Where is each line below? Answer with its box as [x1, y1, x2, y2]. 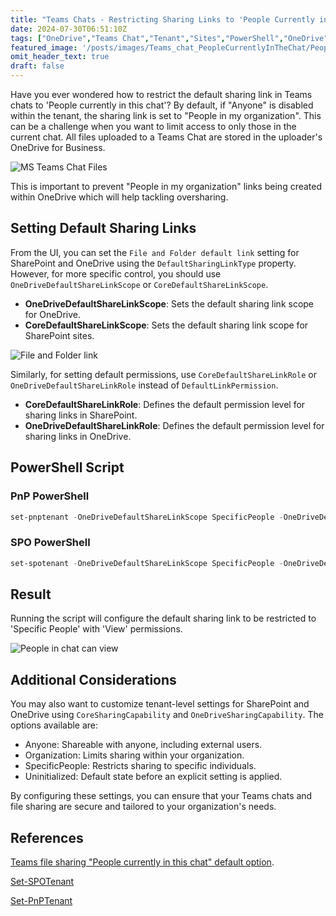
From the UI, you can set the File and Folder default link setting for [10, 246, 300, 258]
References [10, 829, 84, 846]
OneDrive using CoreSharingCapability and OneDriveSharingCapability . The [10, 709, 324, 721]
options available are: [10, 719, 99, 731]
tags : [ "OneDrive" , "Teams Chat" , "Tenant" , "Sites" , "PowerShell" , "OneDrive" [10, 33, 329, 43]
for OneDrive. [24, 308, 82, 320]
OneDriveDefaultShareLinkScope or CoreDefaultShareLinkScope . [10, 278, 269, 290]
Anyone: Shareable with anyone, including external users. [24, 739, 263, 751]
